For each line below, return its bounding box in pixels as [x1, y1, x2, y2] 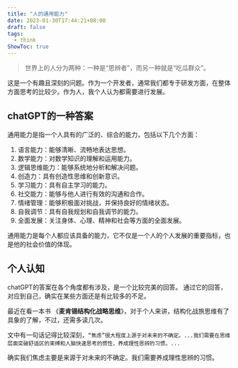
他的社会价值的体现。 [13, 240, 76, 248]
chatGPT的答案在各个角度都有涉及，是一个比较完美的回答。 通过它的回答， [7, 282, 227, 291]
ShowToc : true [7, 43, 50, 50]
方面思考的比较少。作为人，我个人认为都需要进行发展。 [7, 88, 169, 96]
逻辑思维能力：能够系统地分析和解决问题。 [17, 163, 142, 171]
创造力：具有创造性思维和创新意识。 [17, 171, 124, 180]
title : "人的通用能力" [7, 10, 68, 18]
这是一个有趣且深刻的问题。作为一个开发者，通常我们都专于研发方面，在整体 [7, 79, 231, 87]
